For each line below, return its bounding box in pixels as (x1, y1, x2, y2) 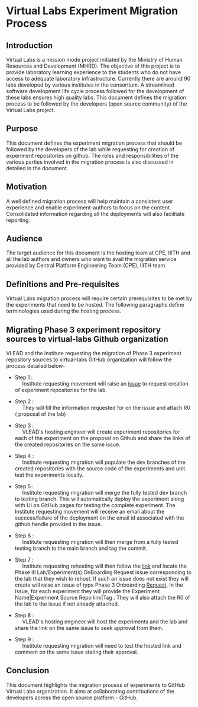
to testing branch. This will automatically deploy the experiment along (14, 495, 184, 502)
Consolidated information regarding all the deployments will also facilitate (6, 210, 185, 217)
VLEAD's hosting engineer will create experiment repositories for (22, 428, 180, 435)
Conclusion (6, 665, 50, 676)
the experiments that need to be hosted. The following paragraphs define (6, 301, 184, 308)
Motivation (6, 182, 47, 192)
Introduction (6, 40, 53, 50)
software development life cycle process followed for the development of (6, 88, 184, 94)
